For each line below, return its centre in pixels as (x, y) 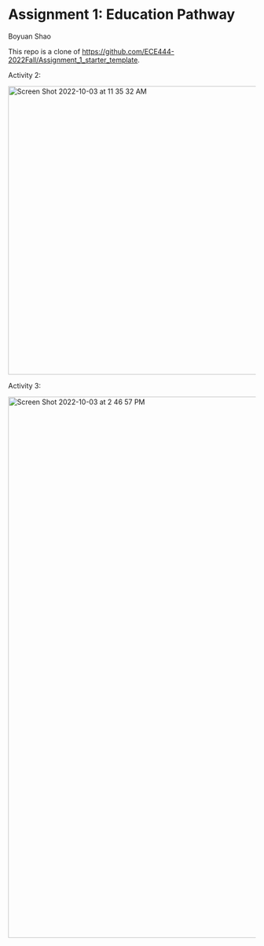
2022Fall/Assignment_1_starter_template (73, 60)
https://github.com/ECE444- (128, 51)
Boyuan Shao (30, 36)
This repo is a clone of (44, 51)
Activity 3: (25, 385)
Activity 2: (25, 75)
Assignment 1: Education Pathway (122, 15)
